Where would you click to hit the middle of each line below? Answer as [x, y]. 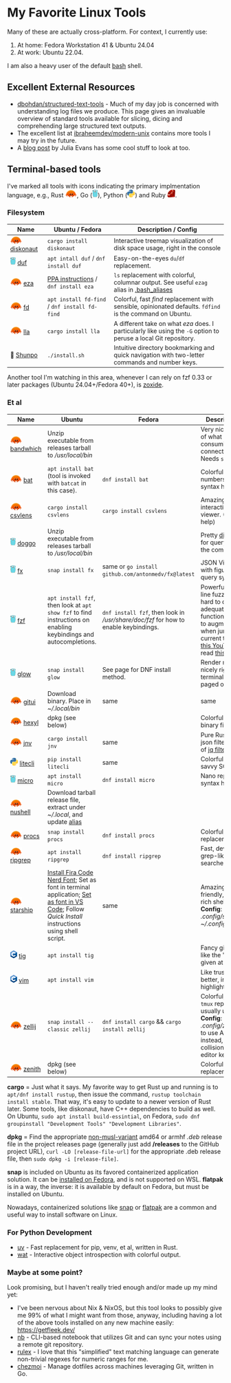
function [212, 616]
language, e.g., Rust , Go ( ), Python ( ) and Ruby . [92, 195]
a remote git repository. [50, 1344]
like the [211, 955]
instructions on [68, 620]
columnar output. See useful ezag [161, 283]
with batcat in [67, 483]
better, [210, 979]
